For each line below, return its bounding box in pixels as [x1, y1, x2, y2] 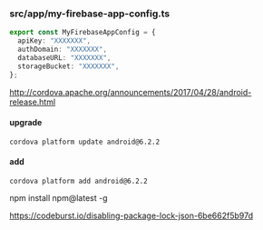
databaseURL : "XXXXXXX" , [17, 53, 112, 62]
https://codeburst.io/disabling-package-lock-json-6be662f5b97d [9, 210, 254, 221]
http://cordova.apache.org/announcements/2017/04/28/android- [9, 86, 252, 97]
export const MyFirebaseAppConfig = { [9, 28, 156, 37]
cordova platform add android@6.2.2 [9, 176, 148, 185]
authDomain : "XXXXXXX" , [17, 45, 107, 55]
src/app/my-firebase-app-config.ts [9, 7, 170, 20]
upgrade [9, 117, 43, 128]
